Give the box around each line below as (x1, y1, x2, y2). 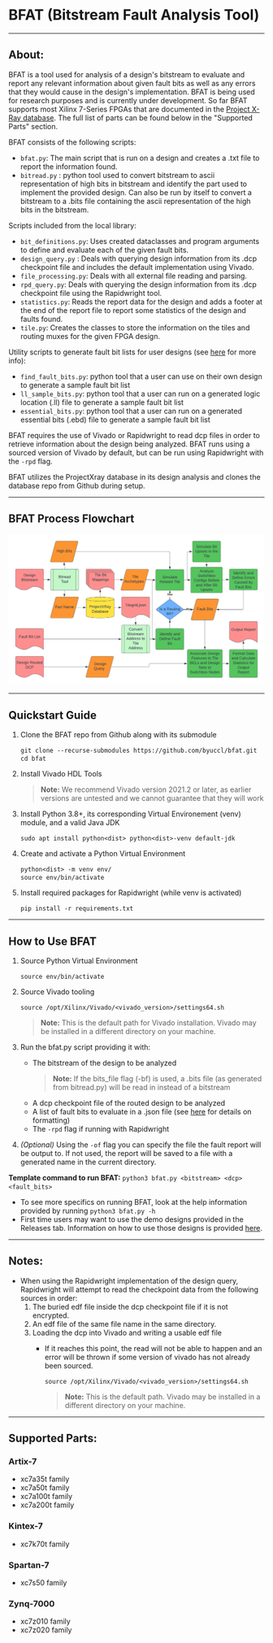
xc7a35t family (19, 1474, 70, 1484)
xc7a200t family (19, 1500, 75, 1510)
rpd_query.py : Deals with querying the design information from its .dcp (19, 279, 258, 289)
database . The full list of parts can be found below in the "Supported (23, 112, 253, 123)
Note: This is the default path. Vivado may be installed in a (64, 1392, 261, 1402)
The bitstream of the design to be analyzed (32, 1058, 177, 1067)
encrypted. (32, 1310, 70, 1320)
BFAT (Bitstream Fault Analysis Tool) (8, 6, 260, 24)
